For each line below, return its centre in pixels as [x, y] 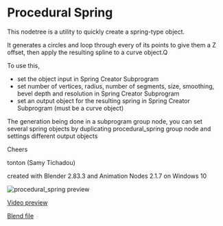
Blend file [21, 216]
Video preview [27, 202]
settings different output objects [52, 136]
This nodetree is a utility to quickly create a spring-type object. [96, 32]
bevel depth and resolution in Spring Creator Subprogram [98, 93]
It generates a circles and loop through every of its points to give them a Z [111, 45]
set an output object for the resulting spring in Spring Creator [103, 100]
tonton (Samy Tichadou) [41, 162]
